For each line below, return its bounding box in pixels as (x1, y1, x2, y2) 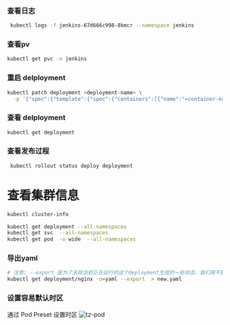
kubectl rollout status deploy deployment (10, 162, 133, 169)
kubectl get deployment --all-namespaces (7, 223, 127, 230)
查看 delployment (7, 113, 66, 123)
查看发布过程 (7, 146, 50, 156)
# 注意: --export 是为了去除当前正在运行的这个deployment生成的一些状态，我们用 (7, 269, 216, 276)
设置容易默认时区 (7, 293, 64, 303)
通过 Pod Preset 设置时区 (7, 310, 77, 318)
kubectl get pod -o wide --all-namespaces (7, 236, 136, 243)
